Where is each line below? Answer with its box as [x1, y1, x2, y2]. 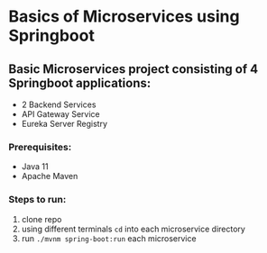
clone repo [21, 213, 62, 224]
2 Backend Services [21, 99, 97, 110]
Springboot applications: [8, 75, 152, 91]
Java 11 [21, 161, 49, 172]
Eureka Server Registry [21, 119, 108, 129]
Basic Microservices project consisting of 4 [8, 61, 259, 77]
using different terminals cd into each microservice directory [21, 223, 245, 234]
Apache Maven [21, 171, 78, 182]
